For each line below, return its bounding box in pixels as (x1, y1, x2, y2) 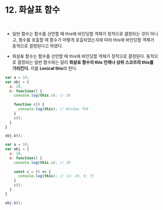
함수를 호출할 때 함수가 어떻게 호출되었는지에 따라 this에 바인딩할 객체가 (18, 37, 155, 43)
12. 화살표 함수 (5, 4, 60, 16)
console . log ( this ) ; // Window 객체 (18, 107, 89, 112)
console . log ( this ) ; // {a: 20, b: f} (18, 174, 95, 178)
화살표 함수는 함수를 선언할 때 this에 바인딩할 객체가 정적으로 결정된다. (12, 53, 145, 59)
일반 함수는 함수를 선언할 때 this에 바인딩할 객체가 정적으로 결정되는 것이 (12, 31, 149, 36)
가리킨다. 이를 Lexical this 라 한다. (12, 65, 78, 71)
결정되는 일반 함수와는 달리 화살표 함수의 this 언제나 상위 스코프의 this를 (17, 59, 154, 65)
